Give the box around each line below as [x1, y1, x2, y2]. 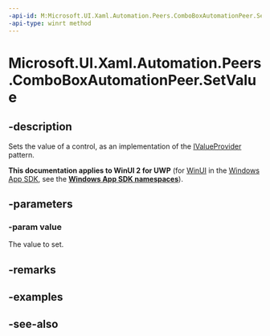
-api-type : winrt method [8, 19, 92, 27]
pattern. [8, 150, 35, 159]
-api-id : [8, 11, 38, 20]
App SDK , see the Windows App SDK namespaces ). [8, 174, 183, 183]
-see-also [8, 318, 59, 331]
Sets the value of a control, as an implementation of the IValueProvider [8, 141, 242, 151]
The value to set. [8, 240, 64, 249]
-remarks [8, 263, 56, 277]
